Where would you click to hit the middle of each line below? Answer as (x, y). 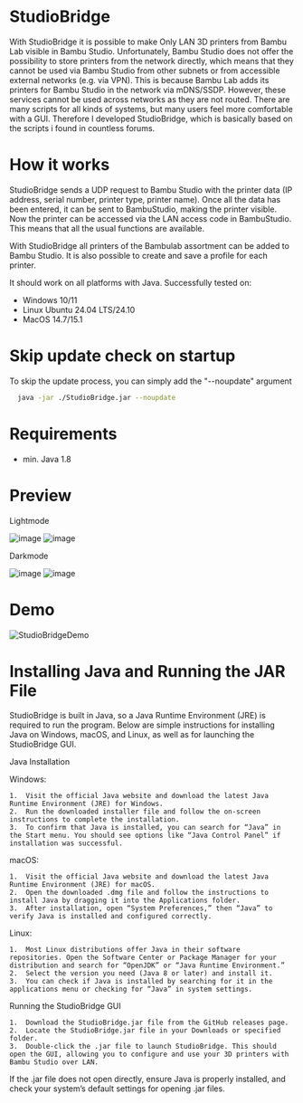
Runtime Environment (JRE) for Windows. (87, 804)
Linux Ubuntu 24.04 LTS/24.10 (79, 309)
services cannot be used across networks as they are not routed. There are (150, 99)
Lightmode (29, 520)
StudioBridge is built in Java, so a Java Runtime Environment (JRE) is (138, 716)
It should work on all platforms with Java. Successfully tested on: (130, 282)
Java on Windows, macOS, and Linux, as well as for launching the (132, 735)
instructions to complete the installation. (95, 820)
